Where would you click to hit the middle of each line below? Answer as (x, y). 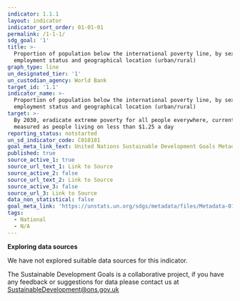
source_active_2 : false (43, 173)
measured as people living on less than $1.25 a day (94, 127)
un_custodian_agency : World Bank (57, 80)
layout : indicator (35, 21)
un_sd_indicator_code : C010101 (54, 140)
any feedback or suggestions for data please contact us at (94, 282)
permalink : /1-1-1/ (36, 34)
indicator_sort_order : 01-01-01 (55, 27)
